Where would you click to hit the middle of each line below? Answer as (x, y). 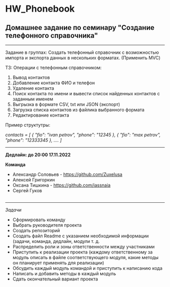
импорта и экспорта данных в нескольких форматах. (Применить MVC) (83, 58)
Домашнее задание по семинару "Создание (80, 28)
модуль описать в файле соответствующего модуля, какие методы (86, 258)
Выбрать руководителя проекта (47, 225)
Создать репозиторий (36, 231)
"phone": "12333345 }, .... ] (34, 140)
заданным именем (33, 99)
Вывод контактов (31, 77)
